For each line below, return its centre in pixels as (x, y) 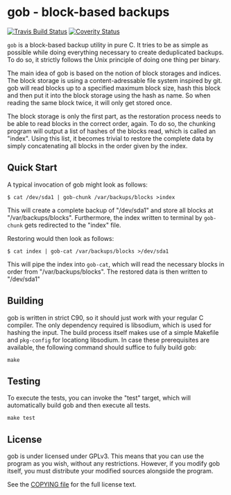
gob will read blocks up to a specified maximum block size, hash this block (114, 88)
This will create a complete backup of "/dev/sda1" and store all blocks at (110, 210)
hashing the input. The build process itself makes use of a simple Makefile (113, 332)
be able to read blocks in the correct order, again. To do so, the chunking (111, 123)
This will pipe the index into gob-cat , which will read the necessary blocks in (116, 264)
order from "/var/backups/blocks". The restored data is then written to (108, 272)
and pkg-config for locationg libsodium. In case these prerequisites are (109, 340)
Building (25, 301)
